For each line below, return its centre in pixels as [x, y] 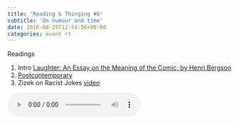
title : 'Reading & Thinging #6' [55, 14]
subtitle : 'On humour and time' [55, 21]
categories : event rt [39, 34]
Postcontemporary [45, 75]
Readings [21, 54]
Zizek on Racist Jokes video [59, 83]
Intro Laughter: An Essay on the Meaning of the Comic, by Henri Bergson [124, 68]
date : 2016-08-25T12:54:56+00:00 [57, 27]
